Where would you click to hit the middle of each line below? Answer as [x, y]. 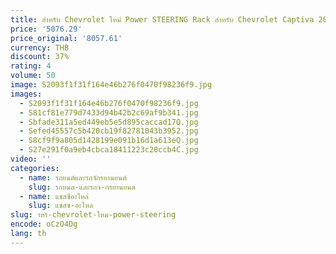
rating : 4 [31, 66]
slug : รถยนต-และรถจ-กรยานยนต [82, 187]
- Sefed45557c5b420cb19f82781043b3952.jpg [109, 131]
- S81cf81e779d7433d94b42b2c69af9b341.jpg [109, 112]
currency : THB [40, 47]
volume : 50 [33, 76]
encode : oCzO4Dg [44, 224]
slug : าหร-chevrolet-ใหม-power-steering [93, 215]
